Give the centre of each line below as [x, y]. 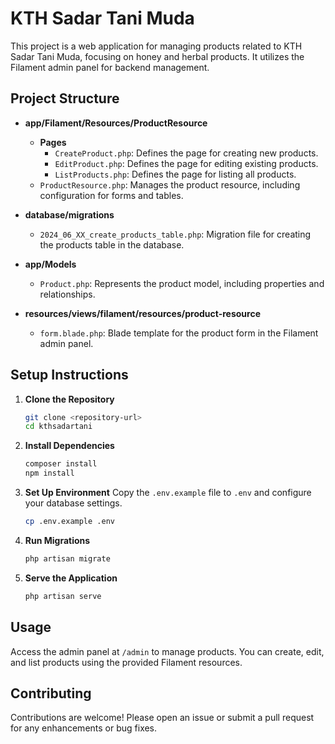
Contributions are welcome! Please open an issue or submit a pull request [162, 718]
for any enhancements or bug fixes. [84, 728]
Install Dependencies [69, 446]
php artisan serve [63, 596]
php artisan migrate [67, 558]
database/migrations [69, 214]
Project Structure [65, 98]
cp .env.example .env [69, 522]
